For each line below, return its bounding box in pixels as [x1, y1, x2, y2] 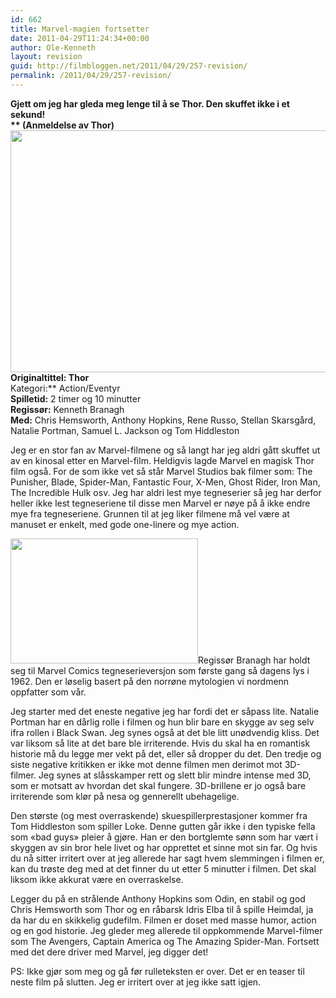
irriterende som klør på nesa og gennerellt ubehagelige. [10, 790, 240, 802]
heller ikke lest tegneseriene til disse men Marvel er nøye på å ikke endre [10, 497, 311, 509]
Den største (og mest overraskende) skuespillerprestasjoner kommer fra [10, 809, 308, 821]
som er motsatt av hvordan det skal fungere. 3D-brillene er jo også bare [10, 779, 307, 791]
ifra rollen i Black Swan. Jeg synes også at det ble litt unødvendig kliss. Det [10, 726, 320, 738]
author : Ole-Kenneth [10, 42, 97, 53]
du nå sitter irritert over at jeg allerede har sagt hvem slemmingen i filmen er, [10, 852, 325, 864]
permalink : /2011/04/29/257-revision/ [10, 71, 172, 81]
